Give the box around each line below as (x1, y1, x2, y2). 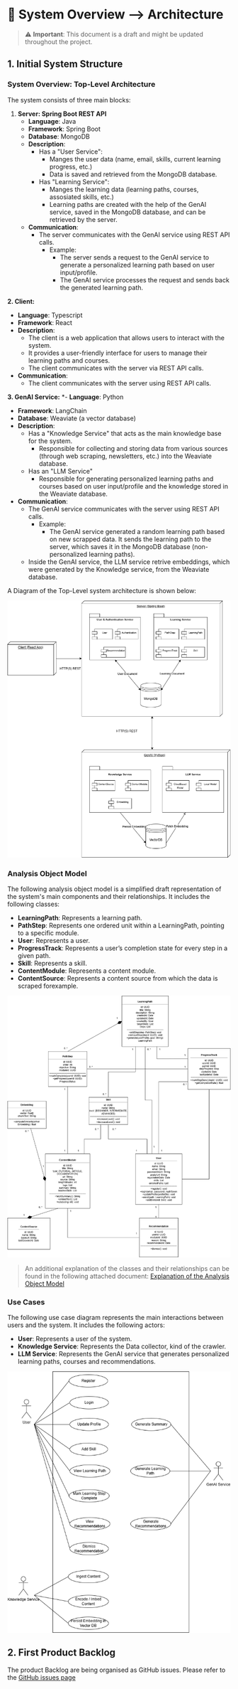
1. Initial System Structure (7, 58, 123, 70)
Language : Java (28, 117, 76, 125)
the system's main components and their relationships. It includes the (7, 893, 210, 901)
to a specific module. (17, 929, 79, 937)
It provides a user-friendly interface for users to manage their (28, 348, 208, 357)
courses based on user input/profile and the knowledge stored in (38, 481, 229, 490)
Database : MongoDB (28, 132, 90, 141)
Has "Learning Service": (38, 177, 110, 186)
